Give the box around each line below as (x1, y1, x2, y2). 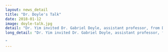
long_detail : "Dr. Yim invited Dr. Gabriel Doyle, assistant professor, (5, 30, 160, 35)
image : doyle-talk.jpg (5, 21, 52, 26)
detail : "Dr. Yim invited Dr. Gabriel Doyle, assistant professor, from (5, 26, 160, 31)
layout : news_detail (5, 7, 48, 12)
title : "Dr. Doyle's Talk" (5, 12, 61, 17)
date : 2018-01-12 (5, 16, 41, 21)
